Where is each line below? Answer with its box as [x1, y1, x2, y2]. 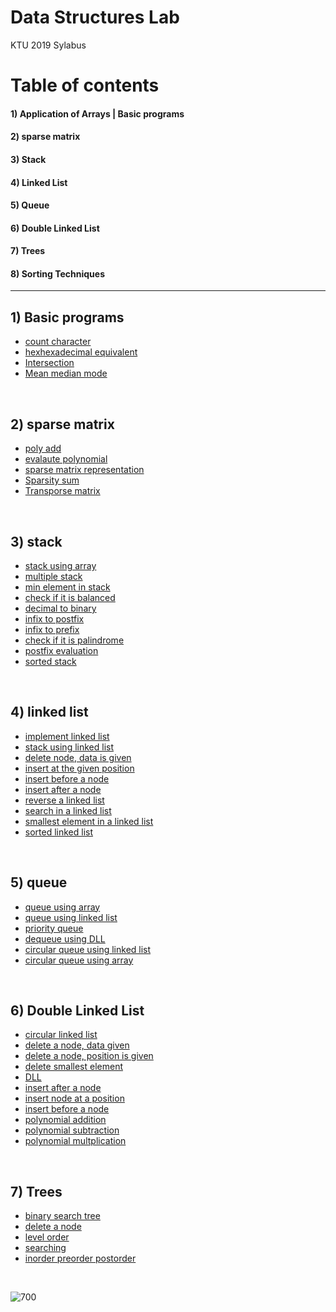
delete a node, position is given [24, 1050, 154, 1062]
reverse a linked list [24, 794, 105, 806]
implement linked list [24, 730, 110, 742]
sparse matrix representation [24, 464, 145, 476]
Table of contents [10, 74, 160, 97]
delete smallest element [24, 1061, 123, 1073]
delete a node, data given [24, 1039, 130, 1051]
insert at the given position [24, 762, 135, 774]
